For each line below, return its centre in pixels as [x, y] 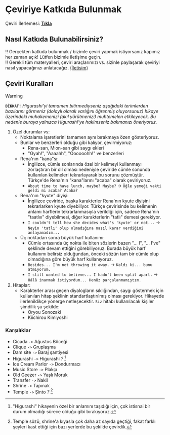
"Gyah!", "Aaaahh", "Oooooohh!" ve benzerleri [76, 153]
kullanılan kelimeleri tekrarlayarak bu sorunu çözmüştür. [86, 175]
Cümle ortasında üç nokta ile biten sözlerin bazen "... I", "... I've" [94, 243]
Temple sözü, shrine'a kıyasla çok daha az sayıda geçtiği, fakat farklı [84, 421]
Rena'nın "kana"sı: [39, 159]
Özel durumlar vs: [31, 132]
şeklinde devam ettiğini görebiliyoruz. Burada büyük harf [87, 248]
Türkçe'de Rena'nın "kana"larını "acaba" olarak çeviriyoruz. [90, 180]
